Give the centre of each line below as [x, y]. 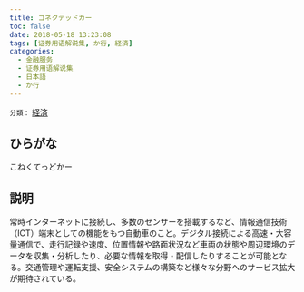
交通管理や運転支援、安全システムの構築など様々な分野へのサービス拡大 [160, 268]
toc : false [30, 26]
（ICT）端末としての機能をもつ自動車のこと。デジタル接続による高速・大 [147, 233]
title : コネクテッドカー [51, 18]
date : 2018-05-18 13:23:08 [60, 34]
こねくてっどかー [41, 167]
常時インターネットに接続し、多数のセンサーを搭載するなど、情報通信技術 [148, 222]
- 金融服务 [35, 60]
